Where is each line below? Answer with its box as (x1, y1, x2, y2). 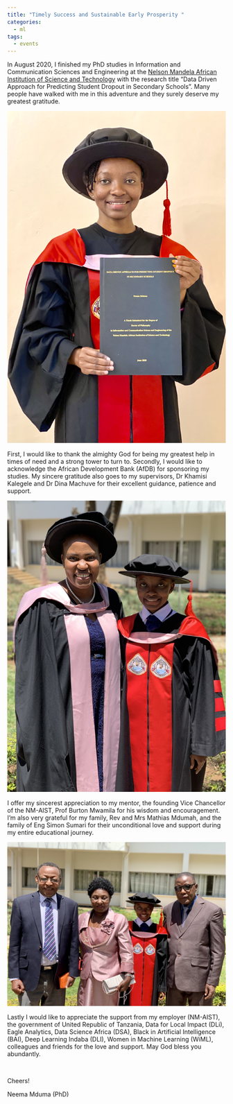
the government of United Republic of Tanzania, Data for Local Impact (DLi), (7, 1020, 225, 1028)
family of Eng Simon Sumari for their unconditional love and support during (7, 820, 221, 829)
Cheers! (7, 1076, 30, 1085)
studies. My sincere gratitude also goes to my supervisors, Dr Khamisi (7, 472, 207, 480)
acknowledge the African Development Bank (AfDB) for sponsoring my (7, 465, 209, 473)
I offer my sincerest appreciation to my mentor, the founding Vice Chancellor (7, 798, 226, 807)
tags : (7, 33, 23, 40)
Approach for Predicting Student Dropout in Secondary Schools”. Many (7, 83, 210, 91)
